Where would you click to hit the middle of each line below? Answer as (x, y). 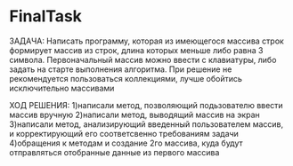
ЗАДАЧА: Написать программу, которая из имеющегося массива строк (147, 41)
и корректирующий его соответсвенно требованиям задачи (124, 133)
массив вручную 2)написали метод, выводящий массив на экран (134, 115)
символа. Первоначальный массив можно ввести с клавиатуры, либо (143, 59)
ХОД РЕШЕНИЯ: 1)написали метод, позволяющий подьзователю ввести (146, 105)
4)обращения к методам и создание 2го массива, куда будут (126, 143)
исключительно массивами (62, 88)
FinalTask (46, 16)
